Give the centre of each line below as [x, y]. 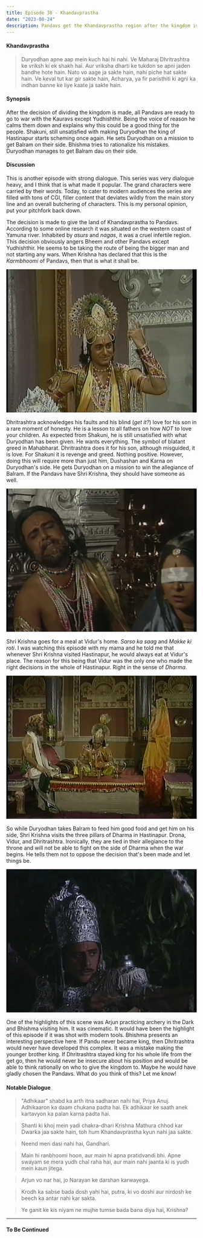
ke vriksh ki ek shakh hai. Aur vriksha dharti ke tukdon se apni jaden [105, 65]
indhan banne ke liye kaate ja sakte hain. [71, 85]
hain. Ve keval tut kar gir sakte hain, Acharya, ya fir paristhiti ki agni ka [108, 78]
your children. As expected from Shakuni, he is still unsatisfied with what [97, 435]
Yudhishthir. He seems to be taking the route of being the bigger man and [98, 248]
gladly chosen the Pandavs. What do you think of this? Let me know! [92, 1073]
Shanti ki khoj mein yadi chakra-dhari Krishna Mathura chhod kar [102, 1126]
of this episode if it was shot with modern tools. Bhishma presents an [92, 1035]
